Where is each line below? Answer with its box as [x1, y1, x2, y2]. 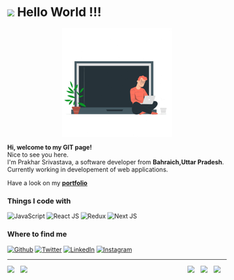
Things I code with [7, 196, 71, 205]
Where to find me [7, 229, 68, 239]
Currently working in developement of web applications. [7, 165, 169, 173]
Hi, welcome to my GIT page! [7, 143, 93, 151]
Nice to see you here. [7, 150, 69, 159]
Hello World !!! [17, 4, 102, 20]
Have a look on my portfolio [7, 178, 88, 187]
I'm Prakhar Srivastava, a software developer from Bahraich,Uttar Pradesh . [7, 157, 224, 166]
